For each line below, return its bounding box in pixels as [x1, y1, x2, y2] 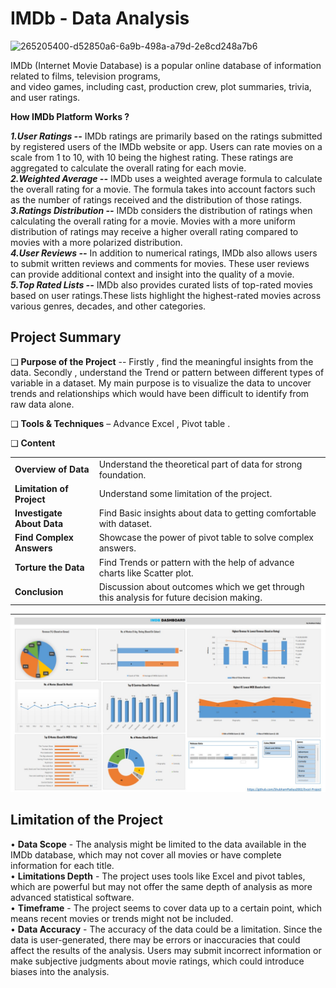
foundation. [98, 468, 147, 481]
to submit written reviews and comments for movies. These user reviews [10, 257, 310, 269]
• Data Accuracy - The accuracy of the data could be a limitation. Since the [10, 923, 323, 935]
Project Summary [10, 329, 122, 346]
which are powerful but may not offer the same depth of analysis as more [10, 880, 313, 892]
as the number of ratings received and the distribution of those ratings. [10, 193, 303, 206]
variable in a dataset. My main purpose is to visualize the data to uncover [10, 377, 312, 389]
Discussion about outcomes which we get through [98, 580, 305, 592]
